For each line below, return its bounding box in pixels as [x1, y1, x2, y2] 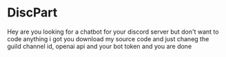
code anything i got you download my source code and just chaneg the [7, 34, 209, 43]
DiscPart [7, 5, 58, 21]
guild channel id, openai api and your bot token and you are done [7, 42, 192, 50]
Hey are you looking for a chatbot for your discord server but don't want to [7, 27, 219, 36]
